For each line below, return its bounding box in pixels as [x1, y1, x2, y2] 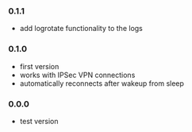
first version [19, 61, 60, 71]
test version [19, 116, 59, 126]
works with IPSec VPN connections [19, 70, 136, 80]
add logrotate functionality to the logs [19, 24, 143, 33]
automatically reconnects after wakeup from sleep [19, 78, 185, 88]
